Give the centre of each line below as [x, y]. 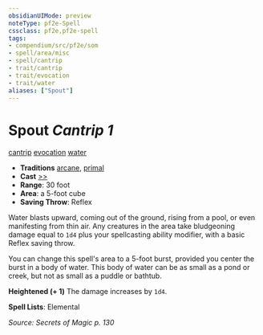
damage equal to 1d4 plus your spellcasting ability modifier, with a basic [127, 235]
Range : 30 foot [45, 185]
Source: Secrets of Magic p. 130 [61, 323]
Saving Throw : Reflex [56, 202]
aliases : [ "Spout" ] [41, 90]
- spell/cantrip [35, 61]
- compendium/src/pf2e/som [53, 46]
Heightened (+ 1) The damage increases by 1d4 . [88, 292]
